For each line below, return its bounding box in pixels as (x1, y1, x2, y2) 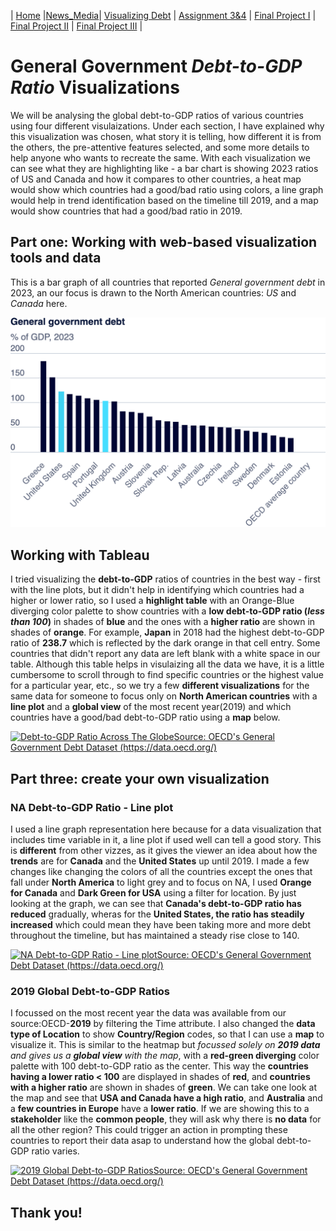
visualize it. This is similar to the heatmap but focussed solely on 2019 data (10, 1039, 321, 1051)
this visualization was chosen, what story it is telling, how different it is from (10, 130, 322, 142)
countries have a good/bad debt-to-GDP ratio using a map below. (10, 711, 281, 724)
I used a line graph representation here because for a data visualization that (10, 823, 322, 835)
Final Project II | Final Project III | (10, 20, 143, 32)
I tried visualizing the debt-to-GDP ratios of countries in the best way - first (10, 573, 321, 585)
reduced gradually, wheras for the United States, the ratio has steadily (10, 908, 305, 920)
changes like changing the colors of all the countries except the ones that (10, 865, 313, 877)
